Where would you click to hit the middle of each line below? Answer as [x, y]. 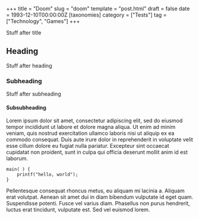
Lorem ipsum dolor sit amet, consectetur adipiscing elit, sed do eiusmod [94, 120]
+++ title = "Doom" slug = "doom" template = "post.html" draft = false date [98, 9]
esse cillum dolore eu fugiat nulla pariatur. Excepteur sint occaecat [88, 146]
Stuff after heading [29, 65]
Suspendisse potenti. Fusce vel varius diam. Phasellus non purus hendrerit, [98, 204]
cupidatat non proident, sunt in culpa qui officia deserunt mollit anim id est [97, 152]
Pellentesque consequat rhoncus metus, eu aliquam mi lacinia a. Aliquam [96, 191]
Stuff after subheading [34, 94]
